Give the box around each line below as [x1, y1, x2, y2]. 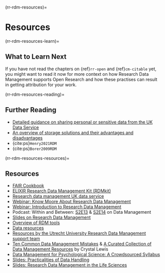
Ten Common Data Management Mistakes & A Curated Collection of [12, 241, 152, 247]
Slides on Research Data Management [12, 214, 91, 221]
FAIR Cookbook [12, 183, 44, 189]
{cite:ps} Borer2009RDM [12, 145, 57, 151]
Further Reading [5, 106, 57, 114]
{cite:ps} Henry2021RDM [12, 140, 57, 146]
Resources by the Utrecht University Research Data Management [12, 230, 146, 236]
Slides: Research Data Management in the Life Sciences [12, 262, 127, 268]
